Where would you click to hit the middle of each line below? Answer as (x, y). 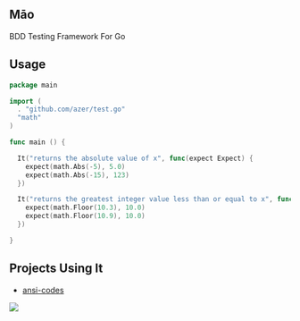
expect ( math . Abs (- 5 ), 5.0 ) (75, 166)
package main (33, 85)
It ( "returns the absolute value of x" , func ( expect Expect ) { (135, 158)
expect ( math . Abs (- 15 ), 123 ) (77, 175)
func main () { (37, 142)
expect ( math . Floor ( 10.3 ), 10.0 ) (85, 208)
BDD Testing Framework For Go (67, 36)
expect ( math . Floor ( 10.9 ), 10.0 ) (85, 216)
